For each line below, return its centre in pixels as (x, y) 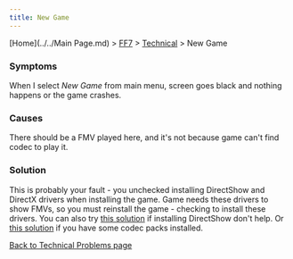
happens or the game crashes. (65, 95)
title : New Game (39, 17)
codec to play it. (39, 147)
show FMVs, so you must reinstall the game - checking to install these (138, 209)
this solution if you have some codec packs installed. (106, 228)
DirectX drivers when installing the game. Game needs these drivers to (139, 199)
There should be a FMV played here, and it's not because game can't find (144, 138)
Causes (26, 118)
